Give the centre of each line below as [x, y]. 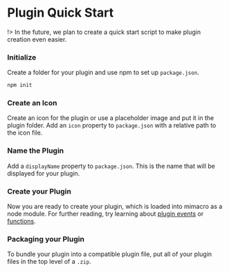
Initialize [22, 57]
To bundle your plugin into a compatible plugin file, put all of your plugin [110, 254]
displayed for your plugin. [44, 173]
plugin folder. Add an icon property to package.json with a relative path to [112, 126]
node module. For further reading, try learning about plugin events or [106, 214]
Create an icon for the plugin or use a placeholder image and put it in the [111, 118]
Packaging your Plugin [46, 239]
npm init [20, 85]
